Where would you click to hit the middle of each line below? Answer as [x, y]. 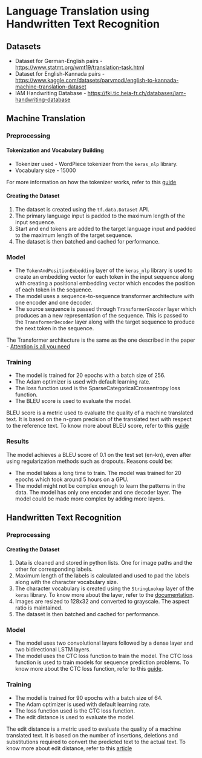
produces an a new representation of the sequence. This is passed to [102, 316]
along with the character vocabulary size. [67, 582]
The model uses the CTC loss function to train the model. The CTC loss [104, 656]
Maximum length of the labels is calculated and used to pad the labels [102, 576]
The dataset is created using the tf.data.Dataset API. [82, 209]
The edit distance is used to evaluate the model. [75, 717]
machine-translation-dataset [50, 87]
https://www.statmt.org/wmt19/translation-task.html [80, 67]
